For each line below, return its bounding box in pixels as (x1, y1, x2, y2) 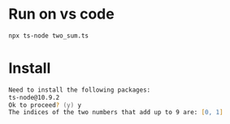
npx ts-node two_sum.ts (8, 32, 89, 40)
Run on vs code (8, 5, 115, 24)
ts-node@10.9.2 (8, 93, 60, 101)
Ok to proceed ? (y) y (8, 100, 82, 109)
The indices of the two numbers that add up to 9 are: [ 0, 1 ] (8, 109, 223, 117)
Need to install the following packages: (8, 86, 151, 94)
